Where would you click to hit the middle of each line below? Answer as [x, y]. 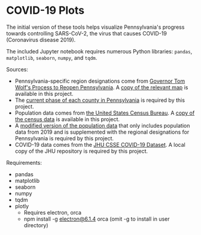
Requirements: [24, 162]
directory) [36, 225]
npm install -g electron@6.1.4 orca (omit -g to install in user [97, 219]
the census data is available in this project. [67, 119]
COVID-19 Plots [45, 10]
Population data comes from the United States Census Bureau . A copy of [105, 113]
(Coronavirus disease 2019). [41, 40]
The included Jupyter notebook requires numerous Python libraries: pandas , [99, 51]
